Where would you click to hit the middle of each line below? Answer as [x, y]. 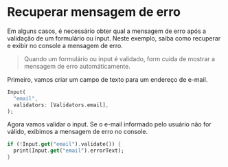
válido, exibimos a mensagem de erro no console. [78, 132]
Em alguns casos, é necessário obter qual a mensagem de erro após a [107, 31]
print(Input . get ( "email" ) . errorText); [69, 151]
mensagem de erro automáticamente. [77, 66]
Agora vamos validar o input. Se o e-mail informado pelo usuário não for [109, 124]
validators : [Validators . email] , [61, 105]
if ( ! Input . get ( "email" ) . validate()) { [64, 144]
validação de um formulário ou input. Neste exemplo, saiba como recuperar [114, 38]
